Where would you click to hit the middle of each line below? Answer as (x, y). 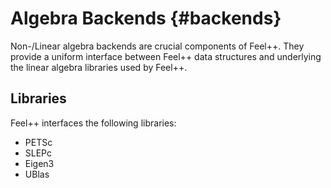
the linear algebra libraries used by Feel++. (99, 67)
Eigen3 (39, 163)
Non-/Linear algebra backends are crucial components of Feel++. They (157, 46)
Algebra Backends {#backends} (146, 18)
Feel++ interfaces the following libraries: (93, 123)
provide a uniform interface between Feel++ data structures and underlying (166, 56)
